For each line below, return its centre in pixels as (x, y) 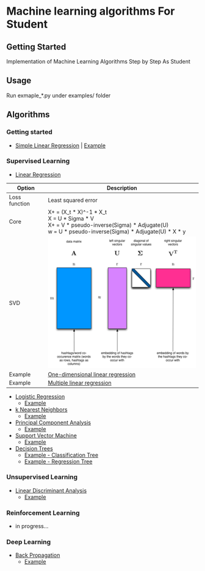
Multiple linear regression (80, 383)
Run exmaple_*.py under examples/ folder (59, 95)
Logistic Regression (40, 396)
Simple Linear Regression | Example (60, 146)
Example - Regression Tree (58, 461)
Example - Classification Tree (61, 455)
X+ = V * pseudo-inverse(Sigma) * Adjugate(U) (108, 225)
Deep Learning (29, 542)
